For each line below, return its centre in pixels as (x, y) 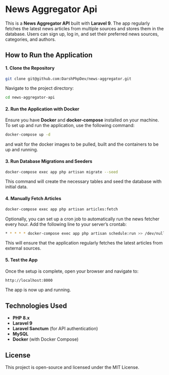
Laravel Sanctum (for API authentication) (55, 329)
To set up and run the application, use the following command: (70, 126)
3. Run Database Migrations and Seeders (49, 161)
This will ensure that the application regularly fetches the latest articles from (84, 243)
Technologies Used (36, 306)
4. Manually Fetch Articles (33, 199)
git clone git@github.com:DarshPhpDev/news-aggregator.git (68, 79)
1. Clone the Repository (30, 68)
